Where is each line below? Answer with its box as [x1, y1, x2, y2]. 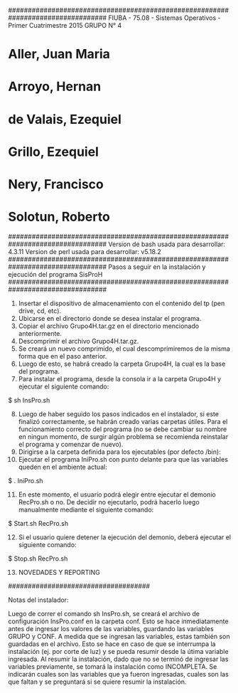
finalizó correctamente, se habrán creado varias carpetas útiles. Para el [18, 417, 228, 425]
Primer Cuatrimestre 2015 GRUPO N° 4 [8, 21, 122, 29]
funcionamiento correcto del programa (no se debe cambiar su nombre [18, 425, 227, 433]
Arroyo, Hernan [8, 78, 102, 95]
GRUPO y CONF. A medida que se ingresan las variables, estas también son [8, 632, 230, 640]
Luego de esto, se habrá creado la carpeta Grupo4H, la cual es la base [18, 359, 226, 368]
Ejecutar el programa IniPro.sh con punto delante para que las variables [18, 455, 228, 463]
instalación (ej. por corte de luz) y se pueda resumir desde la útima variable [8, 647, 229, 655]
